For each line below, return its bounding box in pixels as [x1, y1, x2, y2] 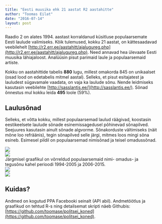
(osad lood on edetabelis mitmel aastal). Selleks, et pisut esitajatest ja [5, 74, 144, 80]
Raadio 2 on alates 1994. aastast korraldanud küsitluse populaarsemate [5, 34, 147, 40]
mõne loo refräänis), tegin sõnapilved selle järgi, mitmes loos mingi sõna [5, 132, 149, 138]
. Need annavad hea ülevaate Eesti [87, 49, 157, 55]
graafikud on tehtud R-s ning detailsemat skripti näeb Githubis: [5, 203, 130, 209]
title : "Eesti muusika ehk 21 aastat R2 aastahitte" [5, 7, 114, 12]
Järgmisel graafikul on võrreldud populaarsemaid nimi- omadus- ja [5, 156, 139, 162]
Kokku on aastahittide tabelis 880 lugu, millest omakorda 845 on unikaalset [5, 69, 156, 75]
